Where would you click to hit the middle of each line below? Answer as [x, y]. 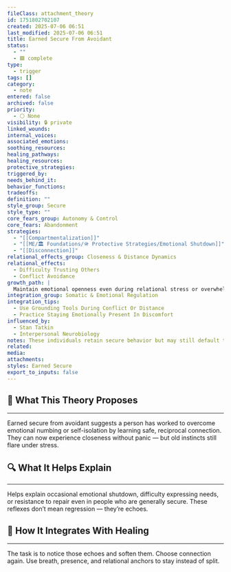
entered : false [29, 97]
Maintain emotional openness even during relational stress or [106, 289]
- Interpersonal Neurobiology [56, 334]
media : [16, 353]
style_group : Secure [37, 206]
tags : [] [20, 78]
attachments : [26, 360]
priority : [21, 110]
